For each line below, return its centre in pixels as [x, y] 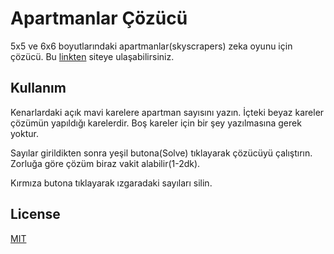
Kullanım [38, 88]
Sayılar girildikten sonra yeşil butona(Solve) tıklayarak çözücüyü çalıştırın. [161, 153]
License [35, 214]
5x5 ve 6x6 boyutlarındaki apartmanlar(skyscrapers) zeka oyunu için [151, 46]
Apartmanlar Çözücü [99, 18]
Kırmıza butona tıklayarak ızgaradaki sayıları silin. [111, 183]
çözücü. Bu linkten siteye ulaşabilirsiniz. [92, 56]
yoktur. [24, 133]
